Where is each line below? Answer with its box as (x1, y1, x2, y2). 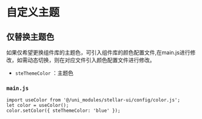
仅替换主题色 (6, 32, 55, 42)
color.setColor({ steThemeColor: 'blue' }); (6, 107, 121, 114)
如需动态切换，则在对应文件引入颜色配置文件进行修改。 (16, 56, 155, 64)
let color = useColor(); (6, 103, 69, 109)
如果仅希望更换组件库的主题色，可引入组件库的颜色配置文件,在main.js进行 (6, 49, 190, 56)
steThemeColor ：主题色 (15, 69, 74, 76)
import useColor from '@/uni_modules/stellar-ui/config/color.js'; (6, 97, 181, 103)
